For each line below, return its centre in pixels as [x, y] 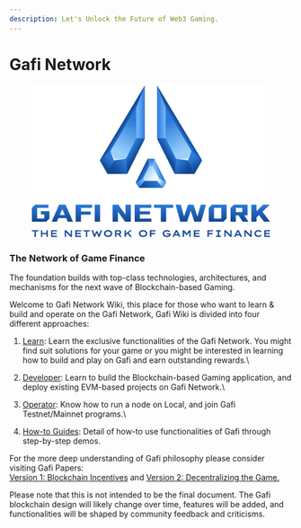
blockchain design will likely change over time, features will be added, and [147, 505]
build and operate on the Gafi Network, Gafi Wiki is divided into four [135, 314]
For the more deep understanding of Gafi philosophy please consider [137, 459]
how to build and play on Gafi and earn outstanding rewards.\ [136, 360]
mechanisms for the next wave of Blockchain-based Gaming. [122, 287]
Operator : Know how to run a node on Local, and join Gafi [129, 405]
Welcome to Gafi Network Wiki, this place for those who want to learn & [142, 304]
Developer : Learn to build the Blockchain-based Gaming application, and [157, 378]
